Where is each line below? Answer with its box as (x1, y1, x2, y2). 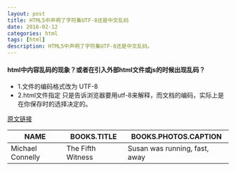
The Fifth (66, 144, 96, 153)
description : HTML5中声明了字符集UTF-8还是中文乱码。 (7, 43, 153, 50)
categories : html (7, 29, 58, 37)
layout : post (7, 10, 46, 18)
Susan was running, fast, (127, 144, 209, 153)
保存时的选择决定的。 (29, 100, 92, 109)
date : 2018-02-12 (7, 23, 58, 30)
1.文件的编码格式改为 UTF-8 (17, 82, 98, 91)
